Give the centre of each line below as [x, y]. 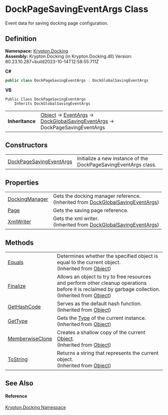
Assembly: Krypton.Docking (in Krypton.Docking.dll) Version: [69, 56]
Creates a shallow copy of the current [101, 332]
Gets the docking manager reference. [97, 196]
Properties [22, 182]
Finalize [17, 286]
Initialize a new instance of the [112, 159]
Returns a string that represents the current [108, 353]
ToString [18, 359]
